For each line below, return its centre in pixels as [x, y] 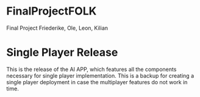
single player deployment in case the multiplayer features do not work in [97, 82]
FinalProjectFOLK [52, 11]
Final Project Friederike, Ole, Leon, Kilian [57, 28]
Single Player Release [62, 52]
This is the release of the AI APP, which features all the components [91, 69]
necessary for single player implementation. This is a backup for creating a [100, 75]
